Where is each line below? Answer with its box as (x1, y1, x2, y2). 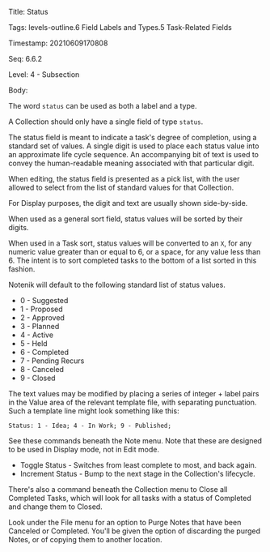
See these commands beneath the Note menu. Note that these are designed (8, 436, 263, 445)
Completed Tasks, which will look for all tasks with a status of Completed (8, 494, 252, 503)
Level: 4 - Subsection (8, 70, 80, 79)
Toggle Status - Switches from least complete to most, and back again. (19, 460, 257, 469)
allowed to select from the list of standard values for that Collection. (8, 182, 234, 192)
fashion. (8, 264, 36, 274)
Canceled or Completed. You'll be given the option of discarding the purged (8, 526, 261, 536)
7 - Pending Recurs (19, 356, 85, 366)
